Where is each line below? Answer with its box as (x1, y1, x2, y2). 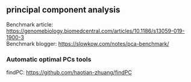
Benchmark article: (6, 20, 54, 28)
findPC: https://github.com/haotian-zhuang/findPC (6, 69, 133, 76)
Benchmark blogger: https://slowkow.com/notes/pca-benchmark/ (6, 40, 169, 47)
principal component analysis (6, 5, 121, 15)
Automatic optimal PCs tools (6, 55, 92, 63)
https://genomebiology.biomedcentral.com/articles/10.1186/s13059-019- (6, 27, 185, 34)
